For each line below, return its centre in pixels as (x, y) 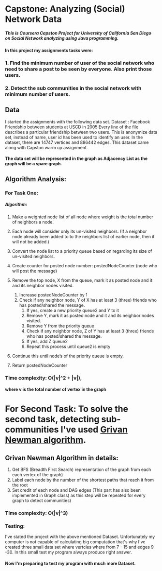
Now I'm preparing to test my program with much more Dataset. (70, 563)
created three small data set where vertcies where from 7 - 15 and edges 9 (79, 547)
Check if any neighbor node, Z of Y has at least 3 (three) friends (90, 331)
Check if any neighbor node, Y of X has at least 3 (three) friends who (88, 300)
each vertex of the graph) (37, 475)
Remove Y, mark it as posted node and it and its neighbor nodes (90, 315)
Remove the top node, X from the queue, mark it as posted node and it (82, 280)
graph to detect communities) (42, 501)
